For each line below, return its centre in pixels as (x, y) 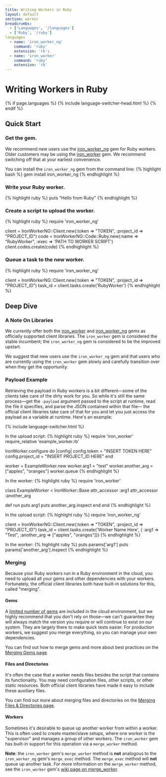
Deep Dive (21, 306)
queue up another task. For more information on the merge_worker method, (81, 764)
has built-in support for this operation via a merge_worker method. (72, 744)
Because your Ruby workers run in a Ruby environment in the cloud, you (79, 573)
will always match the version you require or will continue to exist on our (79, 622)
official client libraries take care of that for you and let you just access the (80, 412)
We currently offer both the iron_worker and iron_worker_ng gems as (75, 331)
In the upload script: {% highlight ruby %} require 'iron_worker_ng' (73, 515)
